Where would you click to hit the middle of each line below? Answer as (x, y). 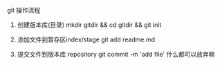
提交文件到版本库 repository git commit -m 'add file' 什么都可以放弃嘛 (116, 54)
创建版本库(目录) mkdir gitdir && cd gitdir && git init (89, 25)
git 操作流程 (24, 10)
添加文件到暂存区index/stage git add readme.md (86, 39)
